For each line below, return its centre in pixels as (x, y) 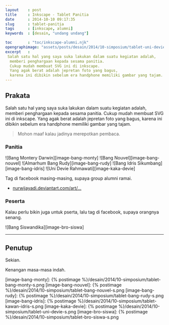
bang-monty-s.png (25, 285)
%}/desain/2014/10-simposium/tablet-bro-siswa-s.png (62, 317)
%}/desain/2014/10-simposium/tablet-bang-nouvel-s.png (65, 290)
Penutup (19, 248)
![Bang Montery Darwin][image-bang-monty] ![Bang (59, 158)
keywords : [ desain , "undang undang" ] (47, 33)
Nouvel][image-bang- (137, 158)
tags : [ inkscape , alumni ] (39, 29)
